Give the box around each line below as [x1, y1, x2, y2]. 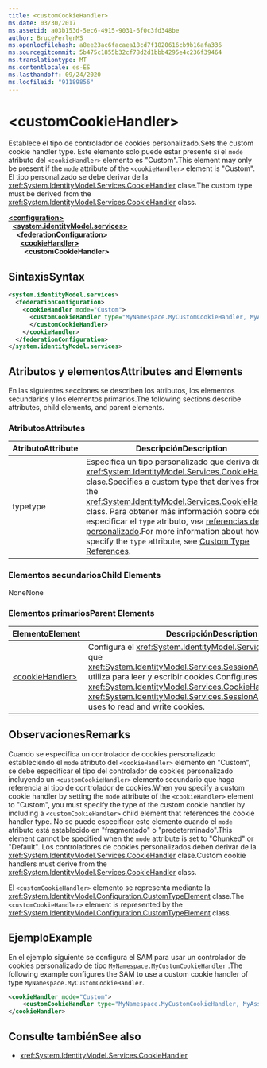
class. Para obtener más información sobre [86, 506, 246, 517]
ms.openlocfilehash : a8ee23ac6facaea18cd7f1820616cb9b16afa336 [8, 41, 222, 49]
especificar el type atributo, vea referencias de [86, 516, 260, 527]
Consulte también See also [8, 1030, 141, 1043]
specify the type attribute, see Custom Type [86, 536, 250, 547]
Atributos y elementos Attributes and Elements [8, 365, 243, 378]
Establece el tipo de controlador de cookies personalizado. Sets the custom [8, 138, 254, 148]
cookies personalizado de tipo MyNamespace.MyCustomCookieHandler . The [8, 961, 243, 970]
